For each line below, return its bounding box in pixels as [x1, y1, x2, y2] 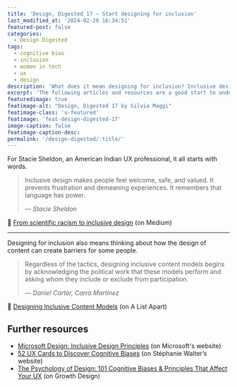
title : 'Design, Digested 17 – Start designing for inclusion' [7, 10, 197, 18]
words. [7, 162, 28, 171]
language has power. [24, 191, 86, 200]
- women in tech [13, 63, 61, 70]
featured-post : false [7, 23, 71, 30]
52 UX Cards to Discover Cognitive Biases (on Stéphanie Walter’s [17, 350, 207, 358]
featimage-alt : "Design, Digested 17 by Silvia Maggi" [7, 103, 172, 110]
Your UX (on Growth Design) [17, 372, 101, 381]
